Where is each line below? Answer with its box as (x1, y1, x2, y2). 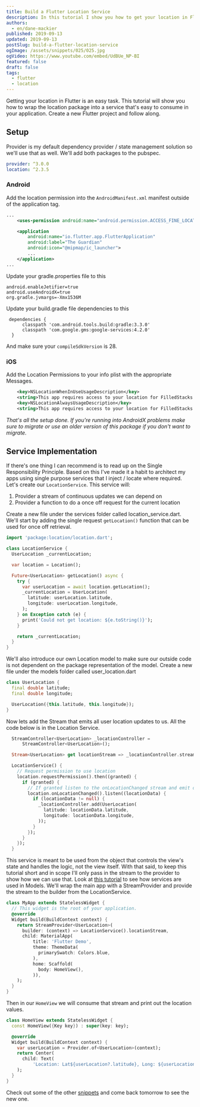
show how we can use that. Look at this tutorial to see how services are (6, 875, 182, 883)
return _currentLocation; (17, 633, 82, 639)
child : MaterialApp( (21, 933, 73, 939)
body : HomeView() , (37, 966, 84, 973)
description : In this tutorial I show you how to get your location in (6, 14, 187, 20)
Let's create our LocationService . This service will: (6, 481, 131, 488)
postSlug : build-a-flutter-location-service (6, 42, 118, 48)
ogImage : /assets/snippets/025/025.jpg (6, 48, 105, 54)
